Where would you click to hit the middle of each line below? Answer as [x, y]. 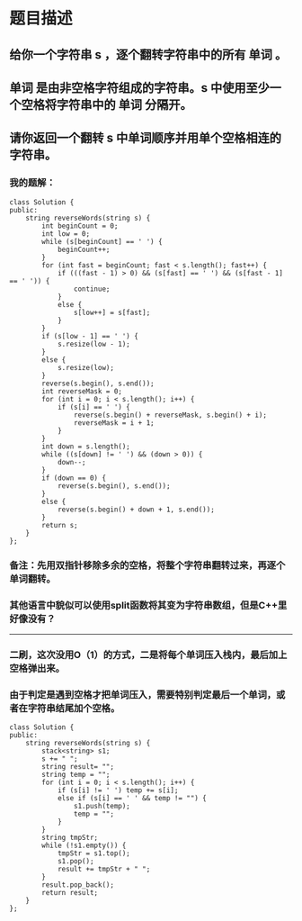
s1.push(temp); [102, 807]
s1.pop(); [75, 862]
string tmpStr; [70, 838]
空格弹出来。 [37, 668]
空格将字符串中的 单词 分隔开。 [107, 104]
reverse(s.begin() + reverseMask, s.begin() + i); [170, 415]
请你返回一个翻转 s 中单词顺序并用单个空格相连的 [145, 138]
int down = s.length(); [86, 447]
